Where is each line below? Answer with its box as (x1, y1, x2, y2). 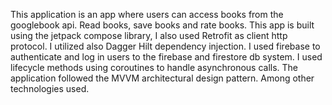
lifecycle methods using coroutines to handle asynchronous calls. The (10, 62, 299, 73)
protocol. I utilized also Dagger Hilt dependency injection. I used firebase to (10, 40, 321, 52)
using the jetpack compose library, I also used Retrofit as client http (10, 30, 288, 41)
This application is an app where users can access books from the (10, 9, 284, 20)
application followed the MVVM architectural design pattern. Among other (10, 72, 315, 84)
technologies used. (10, 83, 90, 94)
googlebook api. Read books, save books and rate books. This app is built (10, 19, 315, 31)
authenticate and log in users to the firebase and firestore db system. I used (10, 51, 323, 63)
